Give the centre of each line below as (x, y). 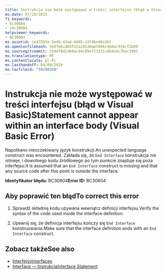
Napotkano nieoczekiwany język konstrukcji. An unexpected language (76, 150)
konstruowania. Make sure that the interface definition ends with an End (84, 228)
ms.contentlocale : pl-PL (31, 60)
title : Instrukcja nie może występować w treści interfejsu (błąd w (77, 10)
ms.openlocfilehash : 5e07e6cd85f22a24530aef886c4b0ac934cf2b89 (72, 47)
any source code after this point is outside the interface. (62, 171)
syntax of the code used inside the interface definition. (68, 213)
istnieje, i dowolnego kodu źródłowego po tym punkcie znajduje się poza (79, 160)
